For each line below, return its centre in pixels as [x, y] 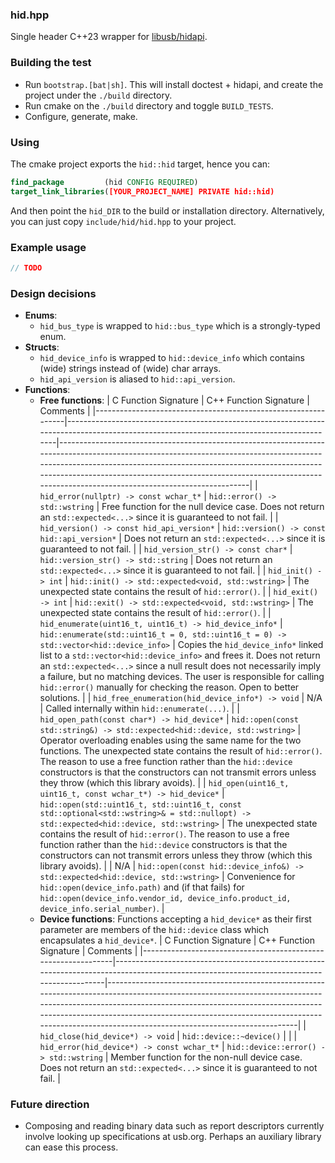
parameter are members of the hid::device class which [154, 930]
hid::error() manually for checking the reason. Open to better [169, 687]
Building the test [51, 63]
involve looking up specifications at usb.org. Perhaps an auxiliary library [173, 1137]
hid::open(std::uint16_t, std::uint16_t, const [140, 805]
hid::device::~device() [231, 1037]
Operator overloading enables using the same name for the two [170, 740]
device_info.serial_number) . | [102, 909]
